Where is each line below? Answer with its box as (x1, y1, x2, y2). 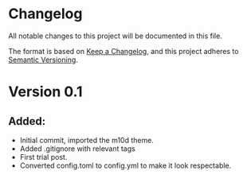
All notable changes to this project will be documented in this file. (8, 31, 223, 41)
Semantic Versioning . (8, 55, 78, 64)
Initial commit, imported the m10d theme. (19, 135, 154, 145)
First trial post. (19, 152, 68, 161)
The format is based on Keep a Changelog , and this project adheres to (8, 46, 239, 56)
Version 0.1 (8, 83, 83, 101)
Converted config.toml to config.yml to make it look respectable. (19, 161, 232, 170)
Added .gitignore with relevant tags (19, 144, 135, 153)
